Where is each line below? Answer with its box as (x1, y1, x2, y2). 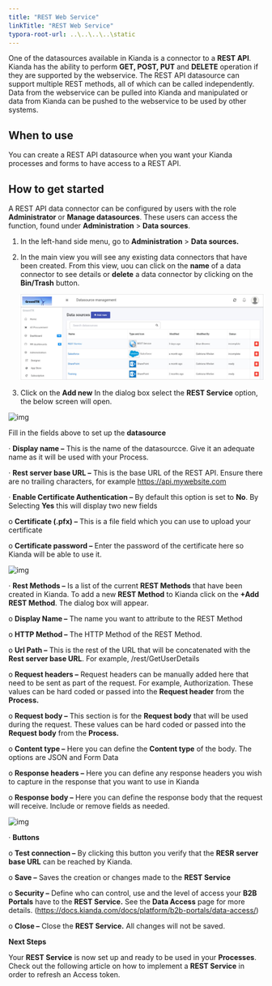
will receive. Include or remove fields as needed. (8, 801, 170, 811)
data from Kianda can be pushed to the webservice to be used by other (8, 96, 247, 106)
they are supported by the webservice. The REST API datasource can (8, 70, 240, 80)
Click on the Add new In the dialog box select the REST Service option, (19, 388, 258, 398)
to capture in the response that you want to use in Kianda (8, 777, 200, 787)
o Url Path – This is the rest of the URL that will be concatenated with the (8, 645, 251, 655)
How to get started (8, 182, 104, 196)
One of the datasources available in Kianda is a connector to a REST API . (8, 53, 252, 63)
